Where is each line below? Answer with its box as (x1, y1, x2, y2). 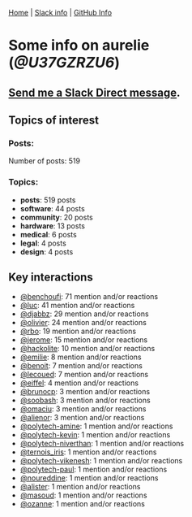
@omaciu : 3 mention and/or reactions (19, 404, 147, 414)
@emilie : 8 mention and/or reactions (19, 352, 142, 362)
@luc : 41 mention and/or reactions (19, 301, 135, 311)
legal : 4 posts (19, 238, 66, 248)
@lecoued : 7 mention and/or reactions (19, 370, 148, 380)
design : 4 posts (19, 246, 74, 256)
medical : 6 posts (19, 229, 77, 239)
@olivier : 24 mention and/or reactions (19, 318, 147, 328)
